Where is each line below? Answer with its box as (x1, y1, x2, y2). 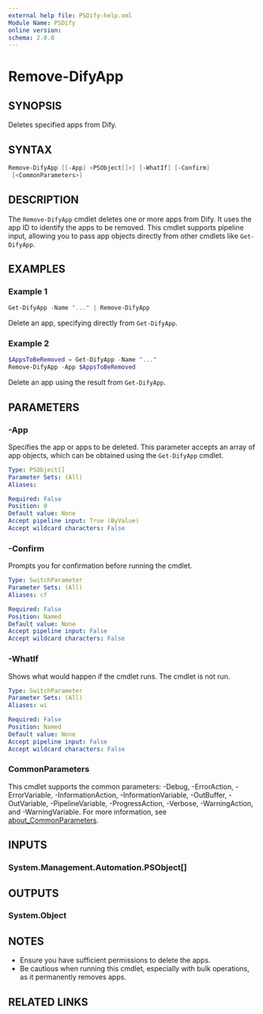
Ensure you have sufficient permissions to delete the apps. (19, 955, 211, 965)
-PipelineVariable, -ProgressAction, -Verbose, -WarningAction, (50, 798, 254, 808)
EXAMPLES (8, 263, 66, 276)
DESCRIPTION (8, 193, 79, 206)
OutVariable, (8, 798, 49, 808)
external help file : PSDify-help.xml (8, 11, 133, 20)
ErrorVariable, (8, 790, 54, 800)
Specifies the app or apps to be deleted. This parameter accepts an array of (8, 442, 255, 452)
